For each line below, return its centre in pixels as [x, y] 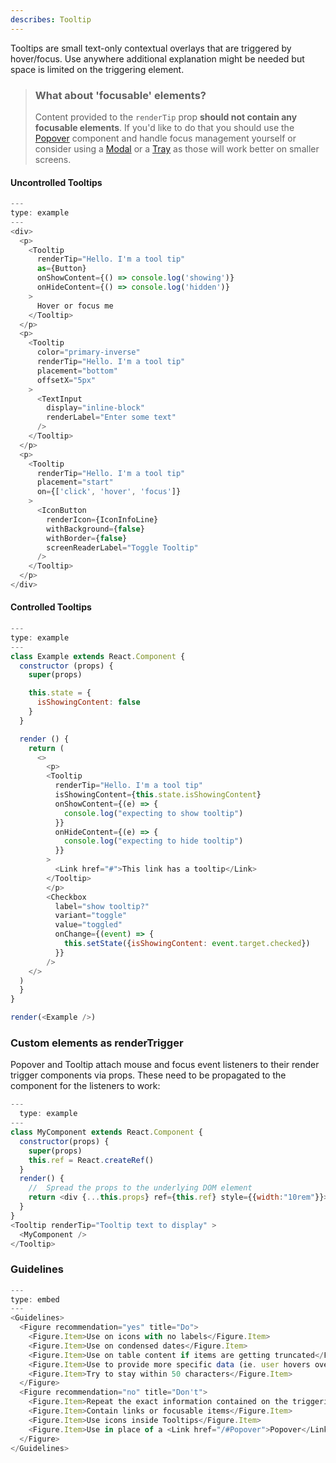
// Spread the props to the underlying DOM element [140, 1188]
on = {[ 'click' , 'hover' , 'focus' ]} [109, 492]
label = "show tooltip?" [102, 906]
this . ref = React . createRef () [91, 1160]
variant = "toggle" [91, 916]
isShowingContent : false [88, 702]
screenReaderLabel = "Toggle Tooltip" [122, 547]
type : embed [35, 1299]
